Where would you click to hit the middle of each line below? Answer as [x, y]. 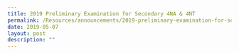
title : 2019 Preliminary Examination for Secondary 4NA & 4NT [101, 14]
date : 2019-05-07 [33, 27]
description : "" [31, 40]
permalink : [23, 20]
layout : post [27, 33]
